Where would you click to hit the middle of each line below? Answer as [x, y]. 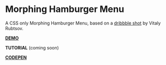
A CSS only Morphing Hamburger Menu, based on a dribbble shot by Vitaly [83, 23]
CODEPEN [16, 57]
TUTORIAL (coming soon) [32, 47]
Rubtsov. [14, 28]
